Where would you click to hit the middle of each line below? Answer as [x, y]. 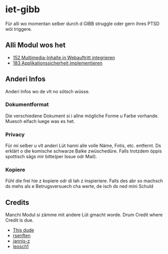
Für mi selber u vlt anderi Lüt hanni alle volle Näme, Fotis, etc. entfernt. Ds [83, 146]
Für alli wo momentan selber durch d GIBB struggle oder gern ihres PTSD [82, 24]
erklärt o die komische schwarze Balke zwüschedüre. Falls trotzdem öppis [84, 151]
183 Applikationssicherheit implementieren [58, 63]
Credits [17, 203]
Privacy [15, 134]
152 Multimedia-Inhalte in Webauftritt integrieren [64, 57]
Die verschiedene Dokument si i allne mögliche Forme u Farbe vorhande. [82, 116]
